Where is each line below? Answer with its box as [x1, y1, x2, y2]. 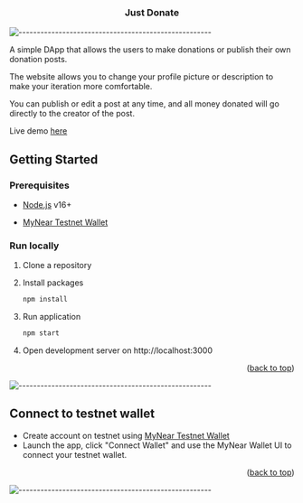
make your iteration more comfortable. [9, 81, 153, 92]
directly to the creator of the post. [9, 108, 136, 119]
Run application [22, 312, 81, 322]
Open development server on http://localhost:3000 [22, 345, 213, 356]
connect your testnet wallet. [22, 449, 128, 460]
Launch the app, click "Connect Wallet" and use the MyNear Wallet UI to [22, 440, 292, 451]
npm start [22, 329, 61, 338]
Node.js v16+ [22, 199, 72, 210]
